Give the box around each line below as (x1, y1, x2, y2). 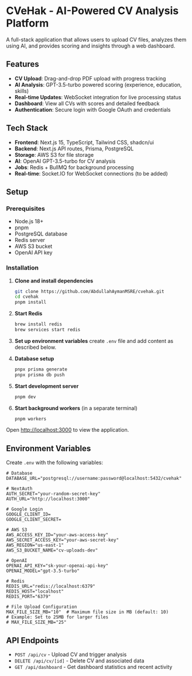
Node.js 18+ (14, 218, 44, 225)
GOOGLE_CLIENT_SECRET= (6, 517, 61, 523)
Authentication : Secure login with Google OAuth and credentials (14, 106, 171, 113)
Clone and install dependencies (14, 277, 94, 284)
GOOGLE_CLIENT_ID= (6, 512, 51, 517)
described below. (14, 344, 57, 351)
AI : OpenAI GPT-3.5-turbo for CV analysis (14, 157, 116, 164)
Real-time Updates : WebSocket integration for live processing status (14, 93, 181, 100)
